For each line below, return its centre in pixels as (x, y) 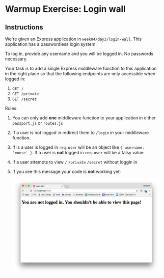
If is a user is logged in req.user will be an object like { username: (78, 147)
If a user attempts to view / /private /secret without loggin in (75, 162)
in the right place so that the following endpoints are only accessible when (80, 74)
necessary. (16, 59)
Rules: (12, 108)
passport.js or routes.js (38, 123)
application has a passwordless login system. (51, 44)
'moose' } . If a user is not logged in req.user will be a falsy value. (78, 153)
